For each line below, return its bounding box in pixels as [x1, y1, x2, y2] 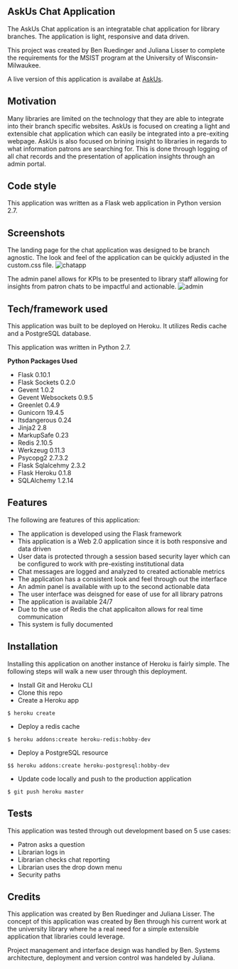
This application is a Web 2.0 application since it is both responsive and [17, 536, 227, 546]
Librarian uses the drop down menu [17, 862, 122, 871]
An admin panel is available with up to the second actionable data [17, 582, 210, 590]
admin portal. [7, 159, 46, 168]
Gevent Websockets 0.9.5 [17, 394, 94, 402]
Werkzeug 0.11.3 [17, 446, 65, 455]
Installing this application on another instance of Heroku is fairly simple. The [7, 659, 229, 668]
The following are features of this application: [7, 515, 141, 524]
